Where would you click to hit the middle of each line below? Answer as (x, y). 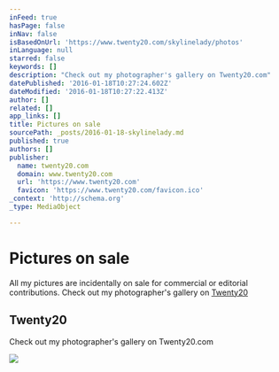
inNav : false (33, 34)
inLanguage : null (41, 50)
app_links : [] (35, 116)
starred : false (37, 58)
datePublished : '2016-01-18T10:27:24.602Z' (91, 83)
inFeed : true (33, 17)
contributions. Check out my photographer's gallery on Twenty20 (129, 292)
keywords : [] (33, 67)
